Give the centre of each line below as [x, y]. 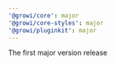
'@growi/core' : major [44, 15]
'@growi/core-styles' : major [56, 23]
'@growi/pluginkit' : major [52, 30]
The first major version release [58, 53]
